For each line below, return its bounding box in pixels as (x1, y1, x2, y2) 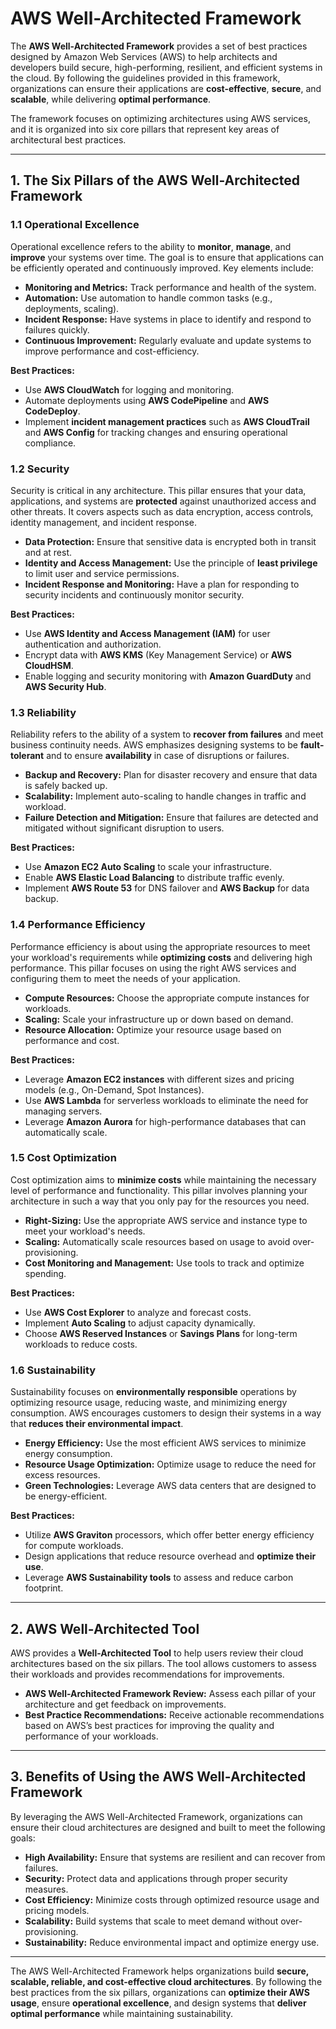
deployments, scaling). (24, 302, 120, 314)
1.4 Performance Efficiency (10, 918, 146, 932)
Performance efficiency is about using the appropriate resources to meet (10, 940, 311, 952)
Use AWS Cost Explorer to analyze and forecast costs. (24, 1306, 252, 1318)
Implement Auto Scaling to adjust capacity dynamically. (24, 1317, 256, 1329)
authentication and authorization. (24, 638, 162, 650)
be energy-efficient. (24, 1490, 108, 1502)
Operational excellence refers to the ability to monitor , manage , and (10, 240, 292, 252)
